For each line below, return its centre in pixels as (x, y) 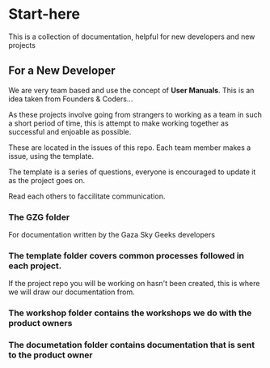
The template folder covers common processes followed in (127, 255)
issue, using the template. (51, 156)
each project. (35, 266)
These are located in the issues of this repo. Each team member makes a (130, 148)
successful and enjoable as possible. (70, 131)
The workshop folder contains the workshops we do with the (130, 313)
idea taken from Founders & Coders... (71, 99)
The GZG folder (39, 217)
